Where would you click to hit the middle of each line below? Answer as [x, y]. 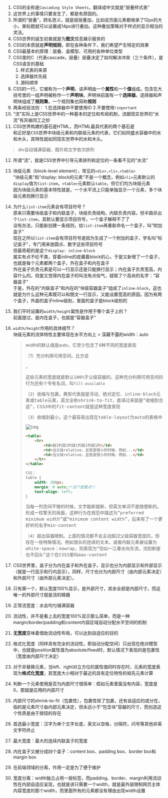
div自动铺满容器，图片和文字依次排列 [56, 150]
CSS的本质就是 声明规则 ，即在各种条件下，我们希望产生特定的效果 [81, 45]
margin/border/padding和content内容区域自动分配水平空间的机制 [80, 623]
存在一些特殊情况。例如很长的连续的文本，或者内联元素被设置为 [91, 542]
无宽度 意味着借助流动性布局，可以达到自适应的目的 [65, 633]
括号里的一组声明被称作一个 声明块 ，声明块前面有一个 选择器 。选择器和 [85, 95]
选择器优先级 [33, 76]
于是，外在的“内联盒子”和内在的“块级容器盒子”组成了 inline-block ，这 [85, 288]
